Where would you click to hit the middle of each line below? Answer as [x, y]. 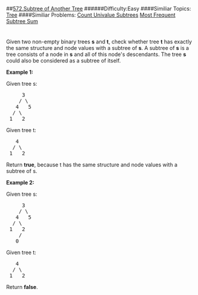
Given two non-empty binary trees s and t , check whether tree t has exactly [99, 42]
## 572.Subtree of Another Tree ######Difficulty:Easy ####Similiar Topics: [99, 9]
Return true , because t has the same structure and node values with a [92, 165]
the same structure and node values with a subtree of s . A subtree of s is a [98, 48]
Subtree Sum [22, 21]
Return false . [22, 287]
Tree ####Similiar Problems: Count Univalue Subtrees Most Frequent [91, 15]
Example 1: [20, 72]
